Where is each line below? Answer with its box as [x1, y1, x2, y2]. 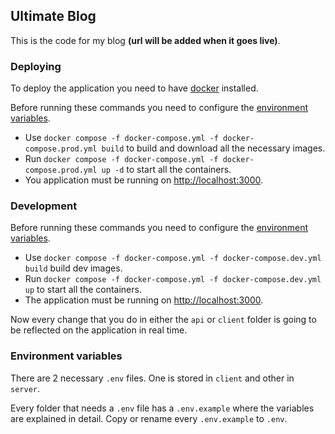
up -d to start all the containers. [101, 164, 232, 176]
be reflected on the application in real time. [10, 324, 188, 336]
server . [10, 382, 40, 394]
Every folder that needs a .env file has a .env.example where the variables [10, 402, 315, 414]
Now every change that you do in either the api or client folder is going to [10, 314, 317, 326]
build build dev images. [24, 262, 123, 274]
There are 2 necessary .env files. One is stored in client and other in [10, 372, 295, 384]
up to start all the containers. [24, 284, 142, 296]
